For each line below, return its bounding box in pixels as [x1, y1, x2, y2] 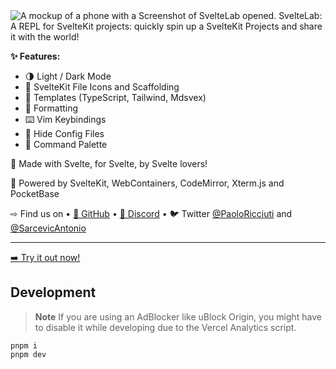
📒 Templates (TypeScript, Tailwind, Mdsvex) [24, 92, 207, 103]
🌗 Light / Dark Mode [24, 70, 112, 82]
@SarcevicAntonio [10, 222, 87, 234]
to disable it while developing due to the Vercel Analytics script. [34, 321, 297, 333]
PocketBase [10, 188, 60, 199]
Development [10, 284, 97, 301]
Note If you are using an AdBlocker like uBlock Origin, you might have [34, 310, 322, 323]
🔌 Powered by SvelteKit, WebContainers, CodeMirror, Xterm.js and [10, 177, 285, 189]
